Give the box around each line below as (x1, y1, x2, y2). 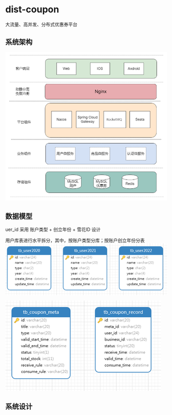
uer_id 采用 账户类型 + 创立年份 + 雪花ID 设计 (5, 226, 101, 232)
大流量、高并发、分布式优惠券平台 (5, 21, 78, 27)
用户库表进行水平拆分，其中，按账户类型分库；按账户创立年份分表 (5, 238, 145, 244)
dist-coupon (5, 4, 60, 15)
